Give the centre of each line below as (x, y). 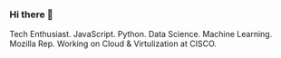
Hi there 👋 (32, 14)
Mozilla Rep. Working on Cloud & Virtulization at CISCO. (113, 43)
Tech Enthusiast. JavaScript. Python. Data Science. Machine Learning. (141, 34)
